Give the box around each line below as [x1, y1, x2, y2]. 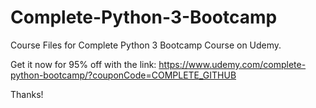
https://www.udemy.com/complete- [158, 58, 307, 70]
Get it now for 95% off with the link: [10, 58, 157, 70]
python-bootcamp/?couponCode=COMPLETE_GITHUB [10, 69, 237, 81]
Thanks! [10, 88, 44, 100]
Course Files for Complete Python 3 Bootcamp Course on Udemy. [10, 39, 282, 51]
